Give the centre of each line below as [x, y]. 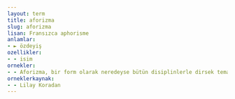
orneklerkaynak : [31, 78]
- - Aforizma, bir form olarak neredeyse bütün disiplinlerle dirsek [111, 72]
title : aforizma [31, 20]
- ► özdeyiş [24, 46]
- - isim [20, 59]
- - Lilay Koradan [34, 85]
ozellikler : [24, 53]
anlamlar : [22, 40]
